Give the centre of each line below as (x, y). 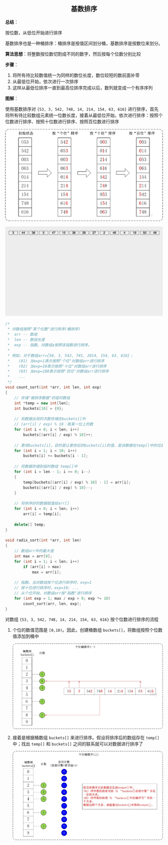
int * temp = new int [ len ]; (42, 403)
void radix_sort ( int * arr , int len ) (43, 540)
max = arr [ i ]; (46, 572)
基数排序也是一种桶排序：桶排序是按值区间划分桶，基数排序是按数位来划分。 (84, 43)
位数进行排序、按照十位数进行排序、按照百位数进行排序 (62, 121)
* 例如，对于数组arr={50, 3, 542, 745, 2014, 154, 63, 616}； (70, 355)
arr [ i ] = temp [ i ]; (42, 514)
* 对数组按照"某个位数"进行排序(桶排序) (44, 329)
